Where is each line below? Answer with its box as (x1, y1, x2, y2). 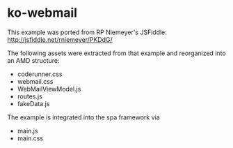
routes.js (17, 92, 43, 101)
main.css (17, 134, 44, 142)
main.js (17, 126, 38, 135)
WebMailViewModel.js (17, 84, 81, 93)
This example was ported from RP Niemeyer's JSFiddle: (7, 28, 167, 36)
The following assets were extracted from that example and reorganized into (7, 49, 226, 57)
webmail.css (17, 77, 54, 85)
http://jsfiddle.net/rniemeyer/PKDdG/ (7, 35, 113, 43)
